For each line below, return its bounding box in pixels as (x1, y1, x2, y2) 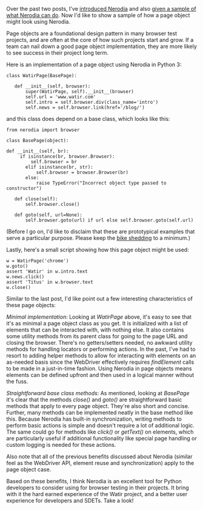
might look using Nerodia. (6, 18, 71, 25)
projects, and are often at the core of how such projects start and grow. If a (6, 36, 194, 43)
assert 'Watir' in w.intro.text (6, 268, 88, 274)
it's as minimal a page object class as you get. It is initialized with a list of (6, 320, 188, 327)
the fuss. (6, 378, 28, 385)
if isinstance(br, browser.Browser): (19, 154, 115, 160)
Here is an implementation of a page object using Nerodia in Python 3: (6, 61, 182, 68)
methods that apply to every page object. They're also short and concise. (6, 403, 190, 409)
